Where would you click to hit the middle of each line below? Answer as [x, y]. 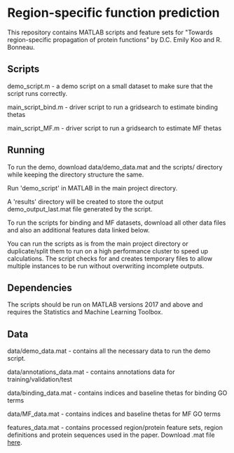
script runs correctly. [37, 93]
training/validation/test [40, 379]
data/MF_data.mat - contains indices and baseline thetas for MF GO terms [114, 414]
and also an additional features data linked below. [78, 230]
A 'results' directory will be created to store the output [85, 202]
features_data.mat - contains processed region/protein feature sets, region [115, 428]
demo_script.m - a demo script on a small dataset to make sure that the [110, 86]
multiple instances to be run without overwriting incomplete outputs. [106, 266]
